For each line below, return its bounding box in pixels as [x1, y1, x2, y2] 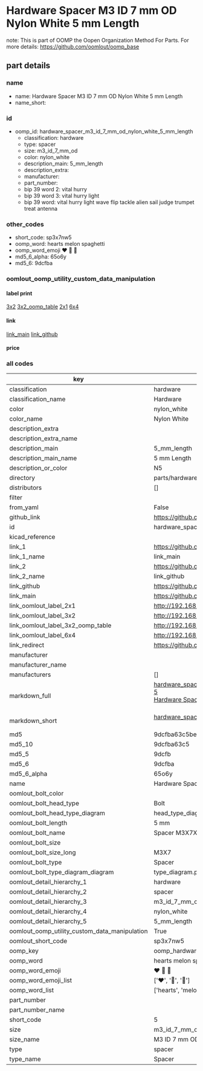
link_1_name [9, 552, 45, 561]
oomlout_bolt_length [9, 819, 68, 827]
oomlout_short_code [9, 937, 68, 945]
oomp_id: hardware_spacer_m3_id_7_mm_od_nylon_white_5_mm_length [14, 128, 193, 135]
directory [9, 473, 35, 482]
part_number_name [9, 1006, 65, 1014]
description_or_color [9, 464, 68, 472]
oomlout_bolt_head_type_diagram [9, 809, 106, 817]
